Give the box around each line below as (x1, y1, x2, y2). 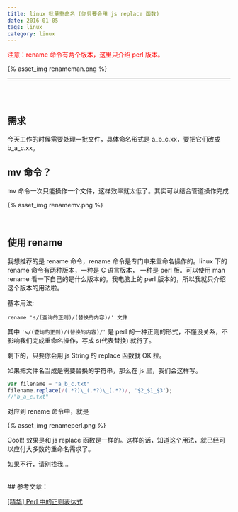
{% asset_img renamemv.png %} (7, 200, 104, 209)
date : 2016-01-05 (7, 17, 59, 24)
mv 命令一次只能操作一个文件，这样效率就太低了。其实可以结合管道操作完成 (7, 186, 229, 195)
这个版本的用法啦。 (7, 283, 64, 292)
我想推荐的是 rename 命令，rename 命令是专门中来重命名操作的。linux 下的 (7, 256, 228, 266)
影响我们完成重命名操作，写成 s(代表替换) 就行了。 (7, 336, 156, 344)
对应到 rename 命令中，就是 (7, 407, 89, 416)
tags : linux (7, 23, 42, 30)
